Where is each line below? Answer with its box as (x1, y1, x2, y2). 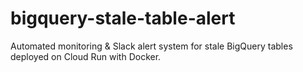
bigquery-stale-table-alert (10, 7, 236, 30)
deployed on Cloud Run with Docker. (10, 50, 162, 62)
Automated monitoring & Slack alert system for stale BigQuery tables (10, 40, 293, 52)
